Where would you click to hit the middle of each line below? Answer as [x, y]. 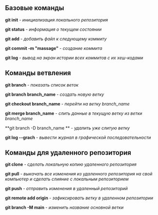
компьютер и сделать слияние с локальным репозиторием [67, 179]
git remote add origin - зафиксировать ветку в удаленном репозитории [79, 198]
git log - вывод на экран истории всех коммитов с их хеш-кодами [74, 58]
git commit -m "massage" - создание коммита [54, 48]
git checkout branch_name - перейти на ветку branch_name [67, 104]
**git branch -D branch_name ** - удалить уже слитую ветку [68, 128]
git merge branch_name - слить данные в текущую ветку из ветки [74, 113]
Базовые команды [35, 8]
